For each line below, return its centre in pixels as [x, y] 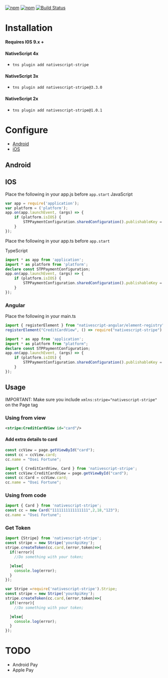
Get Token [18, 528]
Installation [29, 28]
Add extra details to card [31, 439]
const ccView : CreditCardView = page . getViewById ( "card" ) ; [67, 473]
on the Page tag [22, 405]
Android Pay [25, 665]
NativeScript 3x [22, 76]
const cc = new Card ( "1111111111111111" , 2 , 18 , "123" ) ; [62, 511]
